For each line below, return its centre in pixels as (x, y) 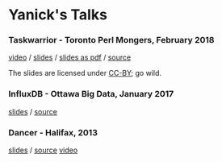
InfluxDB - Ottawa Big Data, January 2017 (91, 94)
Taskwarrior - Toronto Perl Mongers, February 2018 (112, 40)
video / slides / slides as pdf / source (70, 57)
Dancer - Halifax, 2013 (53, 132)
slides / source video (43, 150)
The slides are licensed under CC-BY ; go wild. (85, 73)
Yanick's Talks (58, 15)
